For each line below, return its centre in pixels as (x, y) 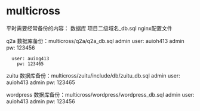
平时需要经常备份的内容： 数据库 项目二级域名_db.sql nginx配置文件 (89, 28)
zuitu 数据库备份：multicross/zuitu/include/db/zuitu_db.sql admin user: (93, 75)
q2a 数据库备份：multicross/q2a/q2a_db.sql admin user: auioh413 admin (96, 41)
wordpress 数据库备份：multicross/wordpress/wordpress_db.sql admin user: (100, 94)
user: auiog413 (30, 58)
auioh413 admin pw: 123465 (41, 82)
